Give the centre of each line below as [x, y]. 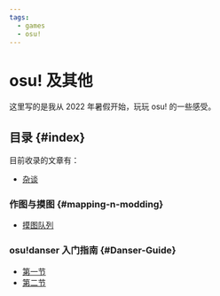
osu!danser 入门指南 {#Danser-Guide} [93, 251]
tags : [19, 17]
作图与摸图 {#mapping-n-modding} [86, 205]
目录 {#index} [47, 137]
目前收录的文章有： [44, 160]
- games [31, 26]
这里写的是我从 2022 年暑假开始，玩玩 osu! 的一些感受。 [113, 106]
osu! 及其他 [51, 80]
